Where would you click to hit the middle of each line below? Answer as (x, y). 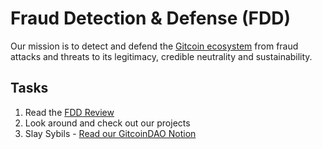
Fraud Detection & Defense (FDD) (150, 18)
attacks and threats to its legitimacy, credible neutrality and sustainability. (161, 56)
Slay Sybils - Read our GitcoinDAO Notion (110, 133)
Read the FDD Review (69, 112)
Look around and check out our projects (107, 123)
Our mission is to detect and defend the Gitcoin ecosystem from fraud (154, 46)
